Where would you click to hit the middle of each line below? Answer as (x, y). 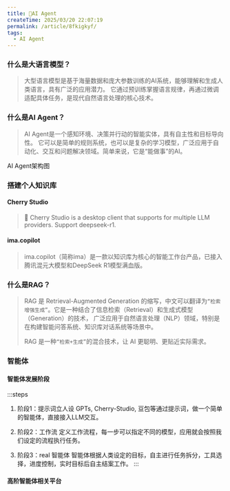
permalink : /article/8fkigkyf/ (52, 26)
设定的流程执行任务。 (53, 441)
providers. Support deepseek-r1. (70, 224)
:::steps (18, 395)
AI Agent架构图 (29, 165)
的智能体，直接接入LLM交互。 (60, 417)
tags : (15, 33)
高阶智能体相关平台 (34, 481)
